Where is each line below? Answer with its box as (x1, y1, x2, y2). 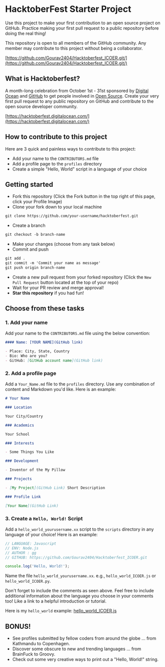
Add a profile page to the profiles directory (12, 161, 102, 167)
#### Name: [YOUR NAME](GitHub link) (5, 340, 83, 345)
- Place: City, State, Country (5, 349, 70, 354)
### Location (5, 405, 32, 410)
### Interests (5, 441, 35, 445)
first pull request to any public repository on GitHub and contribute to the (5, 98, 154, 104)
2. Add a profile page (5, 370, 56, 377)
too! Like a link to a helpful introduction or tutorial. (5, 598, 107, 604)
